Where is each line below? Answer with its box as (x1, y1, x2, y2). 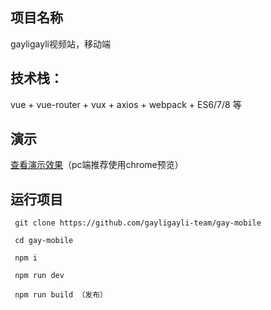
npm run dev (14, 271, 65, 281)
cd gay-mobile (14, 236, 74, 246)
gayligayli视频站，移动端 (10, 38, 111, 50)
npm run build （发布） (14, 290, 108, 300)
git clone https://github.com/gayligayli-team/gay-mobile (14, 218, 262, 228)
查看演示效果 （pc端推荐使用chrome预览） (10, 159, 184, 171)
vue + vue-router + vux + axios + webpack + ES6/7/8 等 (10, 98, 242, 110)
